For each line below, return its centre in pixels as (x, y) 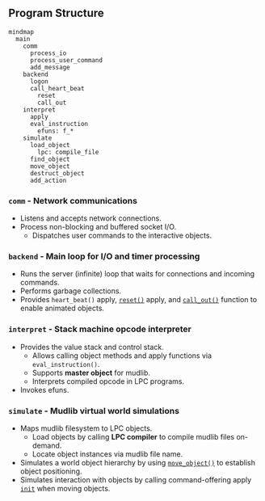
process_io (48, 53)
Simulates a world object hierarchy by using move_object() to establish (138, 463)
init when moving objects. (65, 488)
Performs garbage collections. (71, 291)
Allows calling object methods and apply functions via (122, 356)
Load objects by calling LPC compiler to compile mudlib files (133, 437)
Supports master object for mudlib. (91, 373)
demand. (47, 445)
